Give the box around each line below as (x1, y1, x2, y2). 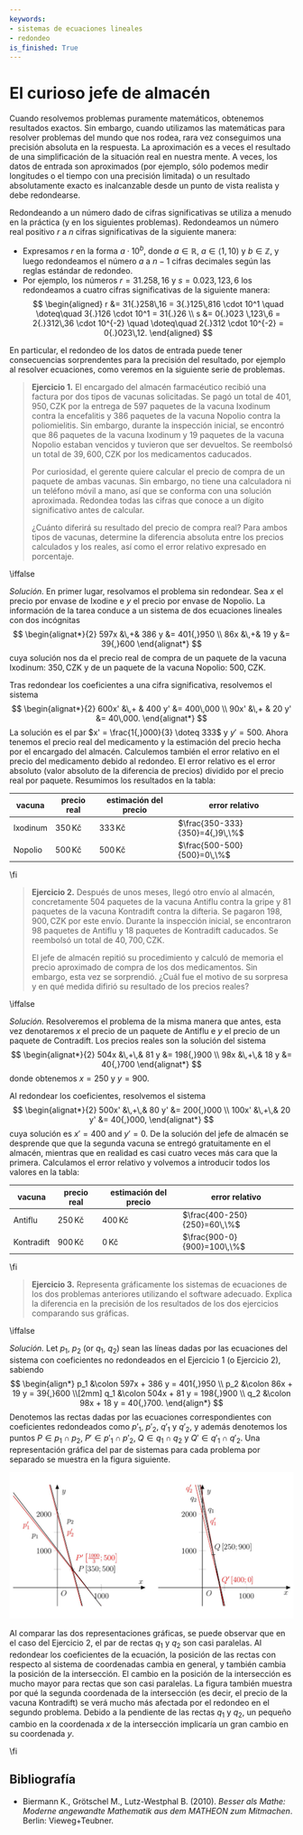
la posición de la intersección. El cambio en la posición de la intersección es (9, 1669, 291, 1680)
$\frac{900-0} (182, 1232, 237, 1243)
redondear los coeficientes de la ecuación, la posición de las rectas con (9, 1649, 277, 1661)
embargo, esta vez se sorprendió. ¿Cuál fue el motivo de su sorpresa (31, 972, 289, 983)
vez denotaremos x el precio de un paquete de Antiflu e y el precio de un (9, 1026, 280, 1037)
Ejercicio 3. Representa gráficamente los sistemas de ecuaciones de (31, 1279, 288, 1290)
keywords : (9, 14, 47, 23)
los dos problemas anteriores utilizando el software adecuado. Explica (31, 1288, 293, 1299)
